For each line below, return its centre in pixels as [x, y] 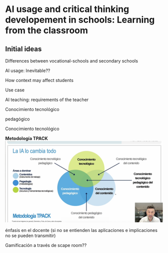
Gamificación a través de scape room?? [46, 245]
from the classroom [47, 30]
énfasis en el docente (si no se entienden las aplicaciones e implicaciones [81, 230]
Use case [15, 90]
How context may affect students [39, 80]
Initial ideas [23, 49]
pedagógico [17, 119]
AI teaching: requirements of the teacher [47, 99]
